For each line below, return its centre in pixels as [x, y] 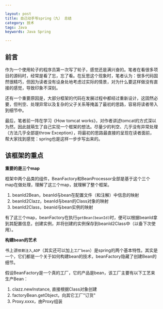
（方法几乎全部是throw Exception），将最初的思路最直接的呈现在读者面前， [80, 133]
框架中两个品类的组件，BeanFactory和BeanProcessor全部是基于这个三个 [78, 178]
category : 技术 [20, 23]
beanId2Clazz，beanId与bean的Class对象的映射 [60, 201]
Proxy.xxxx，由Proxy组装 [37, 301]
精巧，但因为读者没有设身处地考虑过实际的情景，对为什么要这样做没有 [83, 82]
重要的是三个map [22, 168]
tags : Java [16, 27]
